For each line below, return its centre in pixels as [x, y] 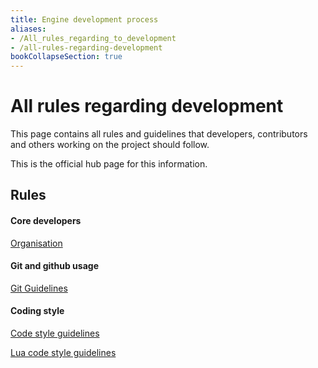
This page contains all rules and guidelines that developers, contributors [159, 134]
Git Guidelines [39, 288]
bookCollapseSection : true [66, 57]
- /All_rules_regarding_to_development [93, 38]
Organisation [36, 243]
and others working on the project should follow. [110, 145]
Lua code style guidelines [63, 353]
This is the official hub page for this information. [109, 164]
